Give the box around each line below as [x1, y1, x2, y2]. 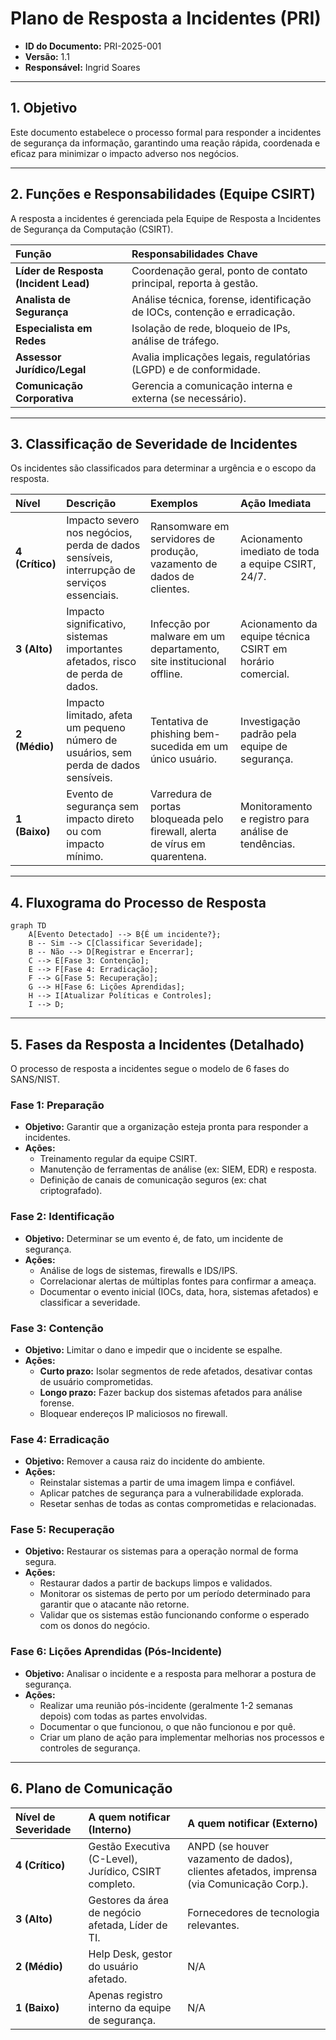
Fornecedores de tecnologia [187, 1905, 320, 1919]
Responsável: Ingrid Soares [24, 61, 141, 73]
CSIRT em [240, 642, 288, 656]
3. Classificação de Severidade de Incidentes [10, 435, 298, 452]
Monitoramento [240, 800, 313, 814]
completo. [88, 1877, 136, 1891]
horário [240, 655, 275, 669]
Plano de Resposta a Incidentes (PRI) [10, 7, 322, 30]
